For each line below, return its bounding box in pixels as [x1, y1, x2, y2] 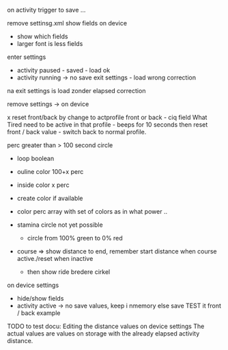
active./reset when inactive [16, 255, 94, 262]
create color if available [16, 195, 83, 202]
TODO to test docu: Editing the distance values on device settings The [7, 322, 205, 330]
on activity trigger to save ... [7, 6, 86, 14]
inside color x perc [16, 181, 70, 189]
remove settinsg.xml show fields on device [7, 19, 128, 27]
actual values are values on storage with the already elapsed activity [7, 329, 200, 338]
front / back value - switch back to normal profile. [7, 128, 147, 136]
